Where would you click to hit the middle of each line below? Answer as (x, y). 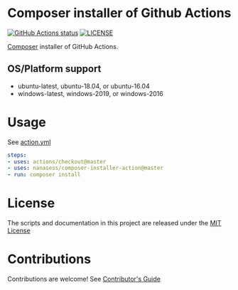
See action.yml (29, 142)
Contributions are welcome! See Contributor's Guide (84, 279)
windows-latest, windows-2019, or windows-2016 (90, 93)
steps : (17, 155)
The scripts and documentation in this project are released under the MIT (114, 223)
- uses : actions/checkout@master (57, 161)
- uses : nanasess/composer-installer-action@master (85, 168)
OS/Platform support (54, 69)
